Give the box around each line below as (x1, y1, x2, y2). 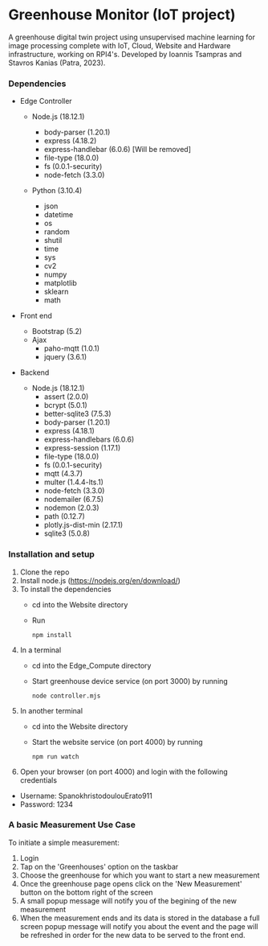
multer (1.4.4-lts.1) (43, 477, 104, 487)
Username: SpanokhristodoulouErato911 (19, 791, 152, 800)
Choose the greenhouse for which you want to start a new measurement (19, 870, 260, 880)
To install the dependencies (19, 584, 112, 594)
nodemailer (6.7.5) (43, 495, 104, 504)
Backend (19, 368, 50, 377)
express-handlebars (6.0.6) (43, 434, 135, 444)
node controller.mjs (31, 692, 101, 700)
